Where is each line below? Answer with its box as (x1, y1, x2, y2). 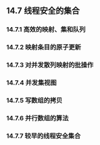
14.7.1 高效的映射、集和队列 (6, 25, 86, 34)
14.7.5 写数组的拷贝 (6, 96, 62, 105)
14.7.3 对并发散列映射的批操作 (6, 61, 94, 69)
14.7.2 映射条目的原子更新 (6, 43, 81, 51)
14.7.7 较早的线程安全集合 (6, 132, 81, 140)
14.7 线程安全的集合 (6, 5, 80, 16)
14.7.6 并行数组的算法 (6, 114, 69, 122)
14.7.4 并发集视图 (6, 79, 57, 87)
